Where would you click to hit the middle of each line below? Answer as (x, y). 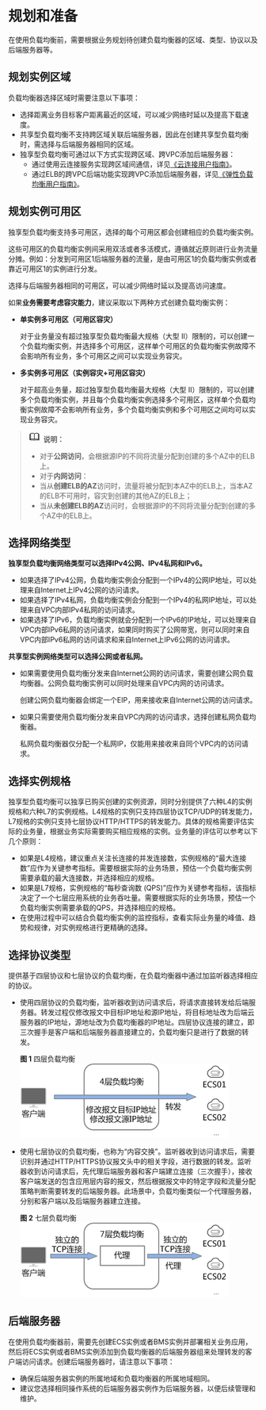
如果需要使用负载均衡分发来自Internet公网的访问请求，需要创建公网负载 (136, 673)
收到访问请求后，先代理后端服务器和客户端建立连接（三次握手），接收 (139, 1171)
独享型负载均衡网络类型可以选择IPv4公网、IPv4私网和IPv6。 (108, 563)
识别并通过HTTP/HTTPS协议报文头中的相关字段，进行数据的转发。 (128, 1161)
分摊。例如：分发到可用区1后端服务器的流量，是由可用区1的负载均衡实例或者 (133, 259)
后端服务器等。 (32, 49)
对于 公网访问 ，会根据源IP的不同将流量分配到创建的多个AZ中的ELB (147, 456)
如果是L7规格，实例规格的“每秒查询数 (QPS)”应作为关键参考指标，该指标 (138, 888)
